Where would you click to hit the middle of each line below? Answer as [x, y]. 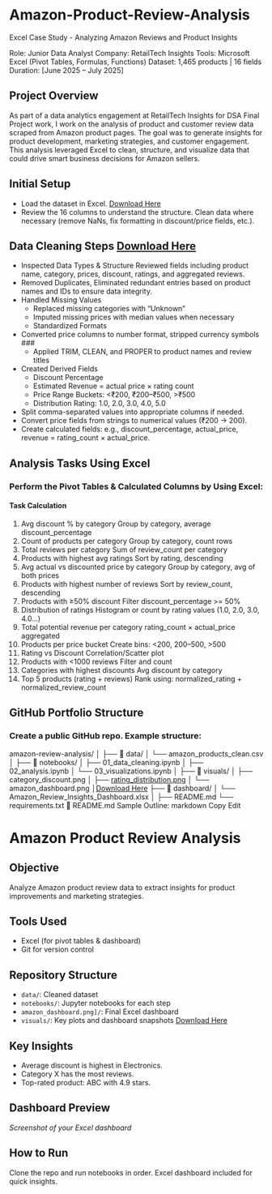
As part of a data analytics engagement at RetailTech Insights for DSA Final [134, 115]
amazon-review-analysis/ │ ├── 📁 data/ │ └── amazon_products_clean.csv [136, 753]
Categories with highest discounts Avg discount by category [121, 670]
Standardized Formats [70, 326]
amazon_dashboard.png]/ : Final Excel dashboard [100, 1012]
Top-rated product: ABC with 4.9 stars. [86, 1083]
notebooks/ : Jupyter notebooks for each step [96, 1004]
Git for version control [57, 949]
